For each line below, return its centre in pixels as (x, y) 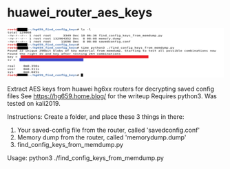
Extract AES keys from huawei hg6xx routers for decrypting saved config (111, 89)
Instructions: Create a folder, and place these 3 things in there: (96, 117)
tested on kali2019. (34, 104)
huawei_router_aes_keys (80, 13)
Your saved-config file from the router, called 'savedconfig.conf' (108, 130)
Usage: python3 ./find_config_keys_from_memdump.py (85, 158)
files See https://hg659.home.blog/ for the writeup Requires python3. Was (112, 96)
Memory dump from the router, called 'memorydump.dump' (102, 137)
